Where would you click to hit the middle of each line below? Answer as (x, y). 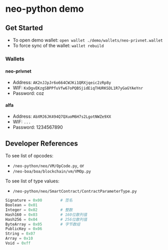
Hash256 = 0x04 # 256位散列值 (46, 219)
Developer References (42, 143)
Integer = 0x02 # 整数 (39, 210)
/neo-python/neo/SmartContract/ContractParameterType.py (75, 192)
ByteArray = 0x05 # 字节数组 (43, 224)
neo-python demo (45, 9)
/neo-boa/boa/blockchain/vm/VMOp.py (52, 172)
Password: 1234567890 (38, 127)
